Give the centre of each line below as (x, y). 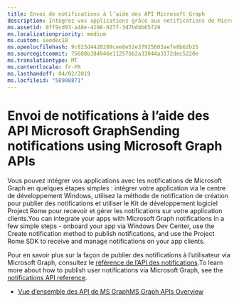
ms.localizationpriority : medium (57, 34)
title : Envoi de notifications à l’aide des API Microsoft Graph (106, 14)
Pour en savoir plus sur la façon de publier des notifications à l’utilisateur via (119, 255)
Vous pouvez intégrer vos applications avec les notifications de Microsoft (115, 181)
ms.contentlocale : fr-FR (44, 67)
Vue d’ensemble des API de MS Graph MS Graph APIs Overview (111, 292)
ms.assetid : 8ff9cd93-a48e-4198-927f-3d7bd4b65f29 (84, 27)
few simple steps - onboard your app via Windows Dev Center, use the (111, 226)
